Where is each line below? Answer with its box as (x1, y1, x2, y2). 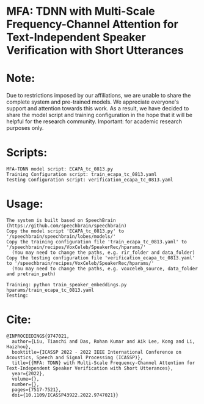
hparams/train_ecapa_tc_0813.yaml (6, 287, 95, 293)
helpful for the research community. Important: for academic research (6, 118, 182, 125)
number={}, (12, 381, 40, 387)
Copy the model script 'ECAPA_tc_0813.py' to (6, 228, 124, 234)
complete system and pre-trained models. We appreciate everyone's (6, 98, 179, 105)
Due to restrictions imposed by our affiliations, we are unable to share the (6, 92, 191, 99)
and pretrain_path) (6, 271, 56, 277)
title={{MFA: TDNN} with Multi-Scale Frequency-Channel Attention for (12, 360, 195, 366)
